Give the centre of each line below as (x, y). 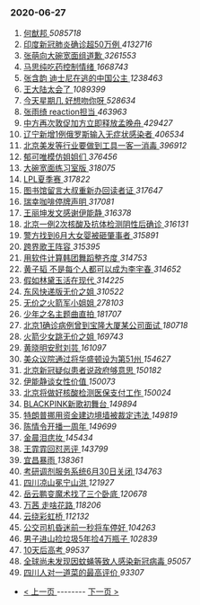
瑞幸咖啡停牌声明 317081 (69, 202)
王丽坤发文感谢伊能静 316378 (77, 213)
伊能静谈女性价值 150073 (69, 382)
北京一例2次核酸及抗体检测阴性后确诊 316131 (106, 224)
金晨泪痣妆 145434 (58, 438)
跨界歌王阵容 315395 (61, 247)
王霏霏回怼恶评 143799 (65, 449)
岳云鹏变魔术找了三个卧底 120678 (85, 494)
